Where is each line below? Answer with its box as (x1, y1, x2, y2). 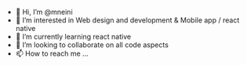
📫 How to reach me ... (15, 49, 89, 58)
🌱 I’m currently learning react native (15, 32, 132, 41)
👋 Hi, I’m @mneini (15, 8, 73, 16)
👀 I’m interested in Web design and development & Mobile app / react (15, 15, 240, 25)
